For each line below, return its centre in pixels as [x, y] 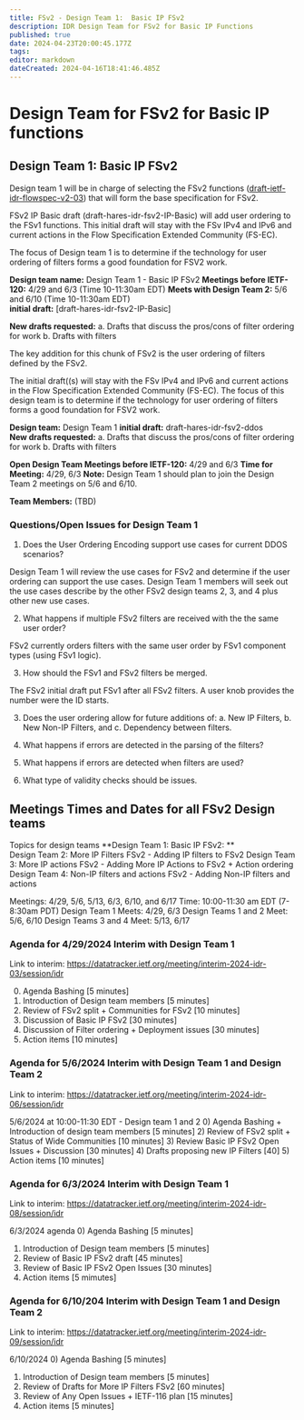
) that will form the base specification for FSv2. [171, 197]
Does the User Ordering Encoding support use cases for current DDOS [155, 545]
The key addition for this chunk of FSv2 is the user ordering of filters [137, 353]
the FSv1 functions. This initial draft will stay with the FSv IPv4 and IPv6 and [151, 225]
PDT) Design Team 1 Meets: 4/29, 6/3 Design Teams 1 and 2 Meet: [164, 911]
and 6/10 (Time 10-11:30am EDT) [70, 299]
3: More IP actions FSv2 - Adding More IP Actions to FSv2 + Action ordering [152, 864]
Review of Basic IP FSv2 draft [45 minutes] [103, 1258]
